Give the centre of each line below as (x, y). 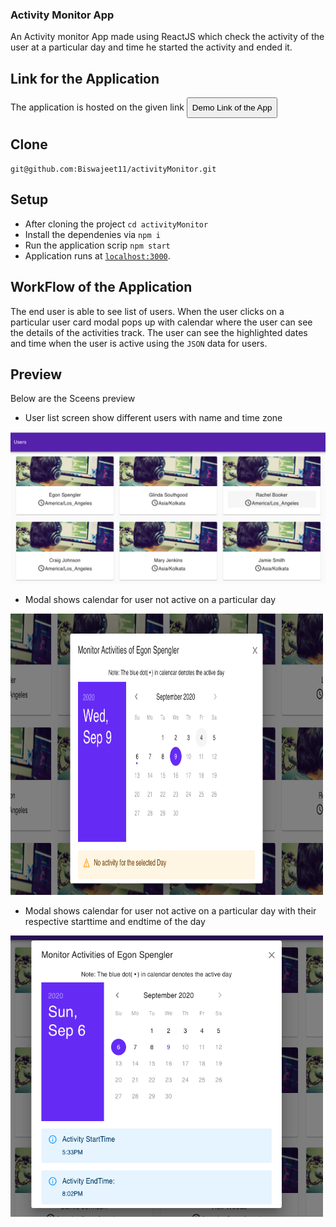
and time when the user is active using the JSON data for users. (139, 343)
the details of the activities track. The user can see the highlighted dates (159, 332)
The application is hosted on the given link (97, 107)
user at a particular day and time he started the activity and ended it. (151, 47)
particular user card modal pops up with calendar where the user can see (161, 322)
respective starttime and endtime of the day (115, 921)
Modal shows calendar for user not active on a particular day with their (170, 910)
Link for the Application (85, 78)
